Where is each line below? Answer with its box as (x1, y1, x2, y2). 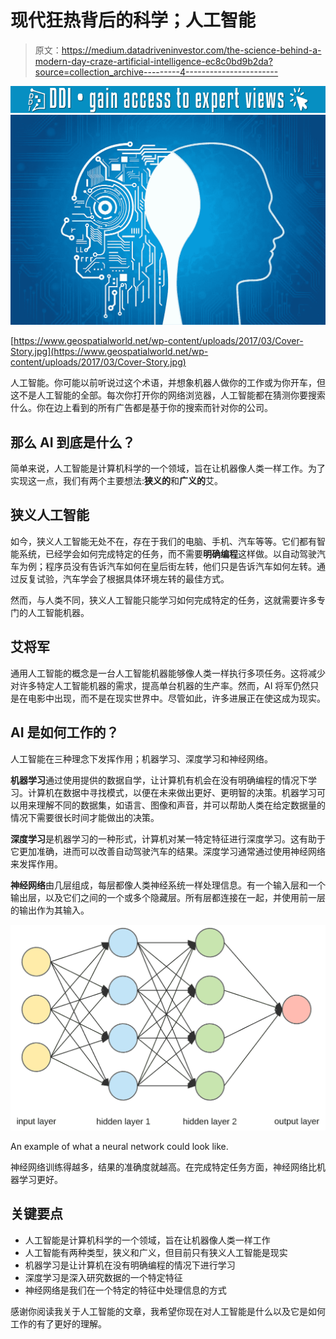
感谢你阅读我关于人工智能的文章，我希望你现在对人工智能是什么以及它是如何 (10, 1305, 326, 1317)
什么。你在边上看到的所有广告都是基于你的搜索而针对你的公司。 (10, 402, 273, 414)
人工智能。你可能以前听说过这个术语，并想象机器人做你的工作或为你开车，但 (10, 377, 326, 389)
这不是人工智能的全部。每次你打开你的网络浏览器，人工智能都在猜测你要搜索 (10, 389, 326, 401)
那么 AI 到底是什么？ (10, 434, 136, 451)
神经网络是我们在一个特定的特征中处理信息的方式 (24, 1284, 227, 1296)
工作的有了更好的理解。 (10, 1317, 107, 1330)
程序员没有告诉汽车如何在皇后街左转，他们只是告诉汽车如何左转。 (44, 560, 317, 572)
